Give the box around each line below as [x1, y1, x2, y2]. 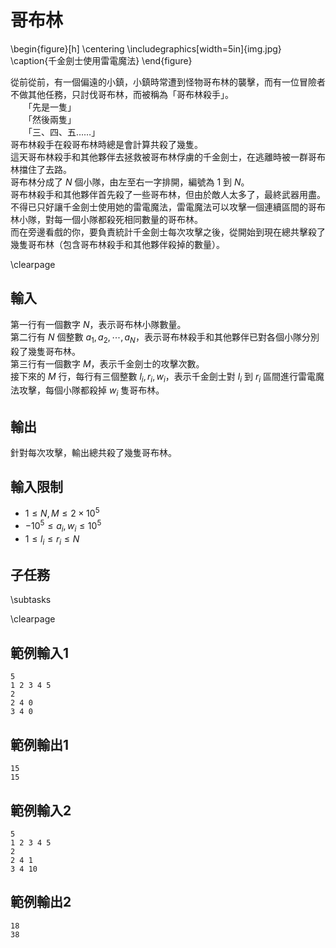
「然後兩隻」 [27, 113, 77, 125]
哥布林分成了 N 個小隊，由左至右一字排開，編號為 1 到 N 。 [10, 176, 250, 188]
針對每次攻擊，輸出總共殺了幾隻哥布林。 [10, 446, 177, 458]
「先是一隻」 [27, 101, 77, 113]
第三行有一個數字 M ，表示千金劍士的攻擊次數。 [10, 357, 205, 370]
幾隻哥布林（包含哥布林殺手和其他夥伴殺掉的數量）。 [10, 238, 225, 250]
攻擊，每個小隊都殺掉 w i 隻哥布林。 [18, 384, 165, 399]
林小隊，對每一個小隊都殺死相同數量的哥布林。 [10, 213, 203, 225]
